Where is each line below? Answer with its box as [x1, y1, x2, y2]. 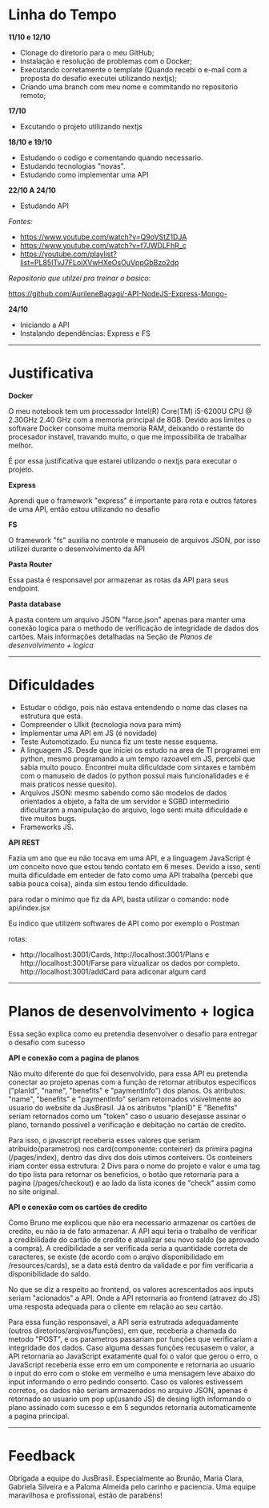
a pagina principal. [8, 1411, 70, 1420]
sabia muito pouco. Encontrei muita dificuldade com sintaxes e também [19, 762, 256, 772]
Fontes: [8, 216, 34, 226]
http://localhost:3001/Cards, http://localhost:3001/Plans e [19, 950, 210, 959]
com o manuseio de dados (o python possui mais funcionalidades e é [19, 770, 250, 780]
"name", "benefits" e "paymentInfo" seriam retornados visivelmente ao [8, 1094, 242, 1104]
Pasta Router [8, 559, 52, 569]
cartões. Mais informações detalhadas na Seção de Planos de [8, 631, 213, 641]
